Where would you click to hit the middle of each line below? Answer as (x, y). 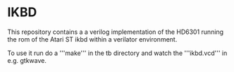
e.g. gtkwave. (27, 60)
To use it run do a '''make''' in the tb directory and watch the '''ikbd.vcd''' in (117, 53)
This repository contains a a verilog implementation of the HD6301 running (116, 32)
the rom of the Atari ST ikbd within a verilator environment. (92, 39)
